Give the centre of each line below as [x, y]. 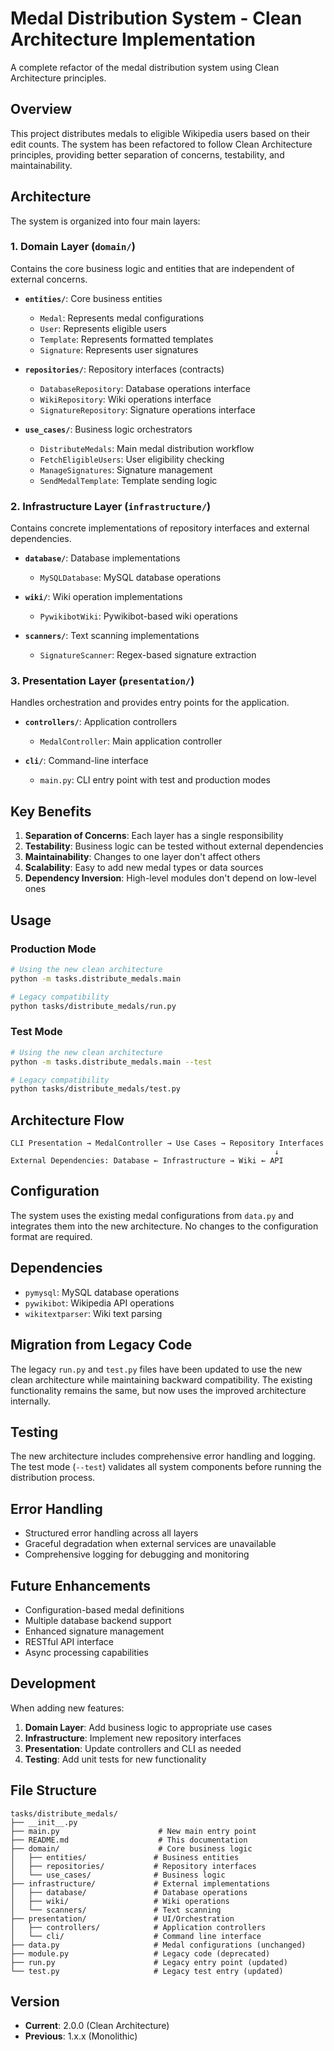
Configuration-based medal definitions [104, 1609]
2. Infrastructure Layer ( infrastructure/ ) [111, 506]
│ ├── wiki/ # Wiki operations [120, 1901]
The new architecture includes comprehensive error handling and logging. [163, 1456]
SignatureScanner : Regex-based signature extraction [148, 655]
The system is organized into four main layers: [105, 221]
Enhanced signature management [94, 1631]
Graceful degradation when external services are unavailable [150, 1544]
